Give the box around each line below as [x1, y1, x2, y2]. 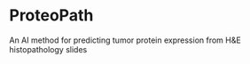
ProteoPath [9, 5, 94, 26]
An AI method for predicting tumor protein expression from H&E [9, 35, 241, 45]
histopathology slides [9, 44, 88, 54]
